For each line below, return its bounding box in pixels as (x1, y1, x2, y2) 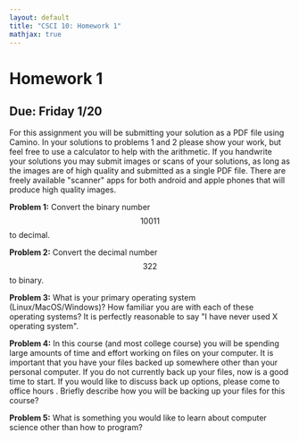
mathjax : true (9, 30, 62, 38)
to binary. (9, 275, 45, 286)
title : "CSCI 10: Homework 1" (9, 21, 122, 30)
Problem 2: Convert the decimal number (9, 247, 158, 258)
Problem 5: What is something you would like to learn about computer (9, 412, 268, 423)
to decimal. (9, 230, 51, 241)
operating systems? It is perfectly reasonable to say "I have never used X (9, 311, 278, 322)
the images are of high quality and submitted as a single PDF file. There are (9, 165, 287, 176)
